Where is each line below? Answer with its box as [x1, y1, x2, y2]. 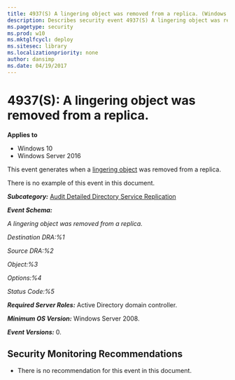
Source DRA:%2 [7, 246, 54, 255]
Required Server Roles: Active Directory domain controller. [7, 300, 178, 309]
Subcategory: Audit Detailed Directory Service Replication [7, 192, 176, 200]
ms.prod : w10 [7, 29, 45, 37]
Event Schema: [7, 206, 52, 214]
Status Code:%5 [7, 287, 55, 295]
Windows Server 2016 [17, 151, 82, 160]
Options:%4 [7, 274, 42, 282]
